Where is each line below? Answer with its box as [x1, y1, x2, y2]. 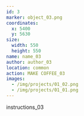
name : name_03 [6, 53, 42, 60]
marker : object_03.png [6, 14, 63, 20]
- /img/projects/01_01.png [11, 87, 79, 93]
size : [6, 37, 20, 43]
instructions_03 [6, 103, 44, 111]
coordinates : [6, 20, 39, 26]
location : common [6, 64, 49, 71]
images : [6, 76, 26, 82]
